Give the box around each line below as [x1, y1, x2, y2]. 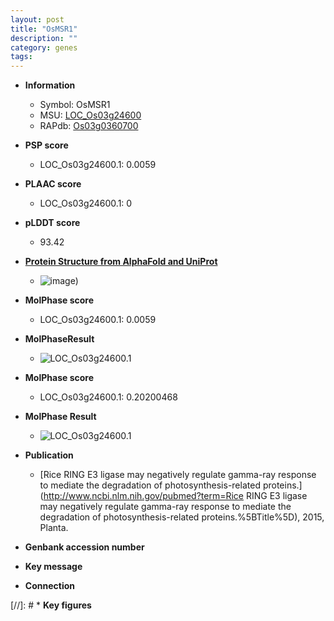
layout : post [10, 14, 65, 25]
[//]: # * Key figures [10, 599, 92, 611]
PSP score [24, 139, 69, 151]
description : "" [10, 33, 78, 43]
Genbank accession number [24, 541, 145, 553]
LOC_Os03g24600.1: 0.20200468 [39, 391, 178, 403]
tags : [10, 52, 33, 62]
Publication [24, 449, 74, 461]
